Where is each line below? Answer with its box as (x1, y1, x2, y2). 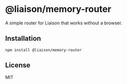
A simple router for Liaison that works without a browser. (5, 20, 122, 26)
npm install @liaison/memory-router (5, 47, 82, 53)
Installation (5, 34, 41, 43)
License (5, 61, 31, 70)
